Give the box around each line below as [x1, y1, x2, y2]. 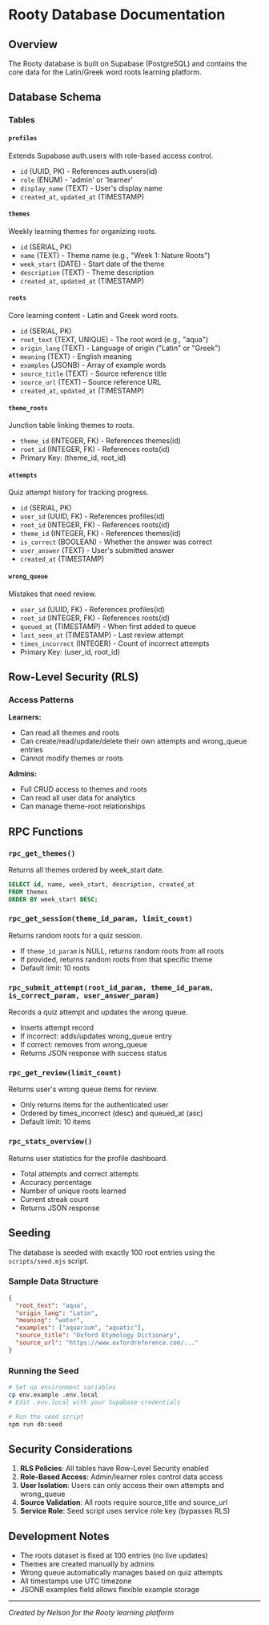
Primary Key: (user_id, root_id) [19, 647, 120, 656]
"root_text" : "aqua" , [15, 1301, 88, 1309]
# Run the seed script [8, 1413, 84, 1421]
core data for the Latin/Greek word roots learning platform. [8, 67, 202, 77]
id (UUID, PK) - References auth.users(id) [19, 166, 158, 175]
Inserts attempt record [19, 1023, 94, 1033]
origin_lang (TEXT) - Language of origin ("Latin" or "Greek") [19, 343, 222, 353]
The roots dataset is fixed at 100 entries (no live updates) [19, 1550, 208, 1560]
